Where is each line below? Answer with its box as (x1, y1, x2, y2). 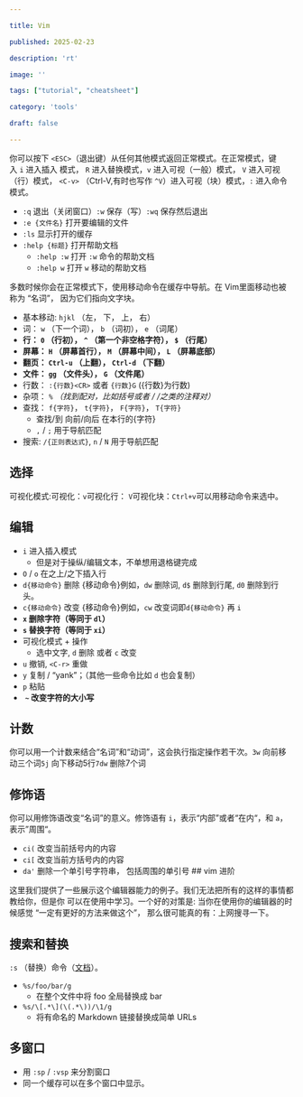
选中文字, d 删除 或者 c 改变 (35, 646, 137, 657)
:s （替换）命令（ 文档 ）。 (9, 962, 104, 972)
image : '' (9, 70, 47, 79)
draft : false (9, 119, 59, 128)
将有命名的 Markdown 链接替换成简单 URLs (35, 1011, 197, 1022)
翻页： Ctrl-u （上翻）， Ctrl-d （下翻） (22, 357, 170, 367)
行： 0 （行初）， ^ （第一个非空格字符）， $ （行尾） (22, 334, 213, 345)
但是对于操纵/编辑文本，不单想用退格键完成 (35, 556, 197, 567)
